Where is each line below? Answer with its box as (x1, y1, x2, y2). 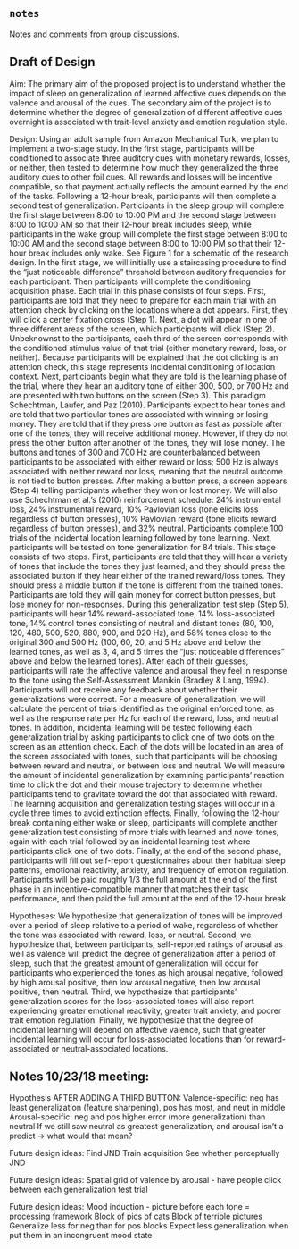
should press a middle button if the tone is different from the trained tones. (9, 580, 284, 591)
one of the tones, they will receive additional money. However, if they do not (9, 428, 288, 439)
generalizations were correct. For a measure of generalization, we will (9, 693, 266, 704)
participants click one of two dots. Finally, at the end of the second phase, (9, 845, 282, 856)
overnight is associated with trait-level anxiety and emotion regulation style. (9, 116, 288, 127)
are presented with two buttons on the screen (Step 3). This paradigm (9, 390, 266, 400)
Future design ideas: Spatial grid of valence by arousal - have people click (9, 1175, 282, 1186)
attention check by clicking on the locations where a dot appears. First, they (9, 304, 288, 315)
